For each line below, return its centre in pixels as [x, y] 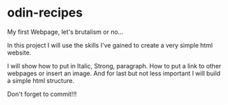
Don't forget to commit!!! [42, 94]
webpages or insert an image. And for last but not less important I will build [114, 73]
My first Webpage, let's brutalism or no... [65, 32]
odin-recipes [45, 13]
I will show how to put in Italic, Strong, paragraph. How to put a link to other [114, 66]
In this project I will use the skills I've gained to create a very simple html [110, 45]
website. [19, 52]
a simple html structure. [41, 80]
